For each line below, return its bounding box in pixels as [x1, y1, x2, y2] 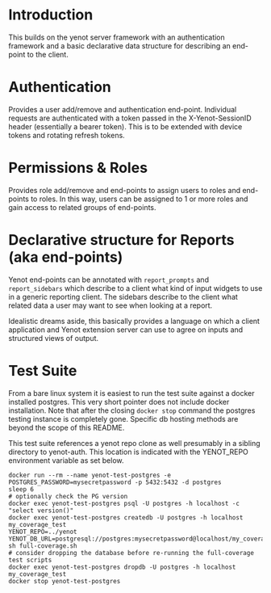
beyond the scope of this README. [8, 423, 125, 432]
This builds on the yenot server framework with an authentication [8, 32, 226, 42]
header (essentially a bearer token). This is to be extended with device [8, 121, 243, 131]
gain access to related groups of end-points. [8, 202, 156, 212]
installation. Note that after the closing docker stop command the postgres [8, 406, 256, 415]
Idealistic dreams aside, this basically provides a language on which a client [8, 316, 261, 326]
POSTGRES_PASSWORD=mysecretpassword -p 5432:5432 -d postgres [8, 478, 222, 486]
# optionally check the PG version [8, 492, 128, 500]
